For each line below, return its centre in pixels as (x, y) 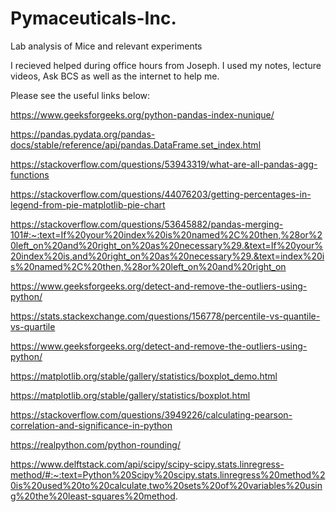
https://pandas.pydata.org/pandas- (83, 134)
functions (30, 174)
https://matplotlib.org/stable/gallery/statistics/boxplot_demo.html (144, 376)
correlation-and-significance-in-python (91, 425)
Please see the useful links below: (80, 95)
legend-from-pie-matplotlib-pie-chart (88, 204)
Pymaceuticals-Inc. (93, 18)
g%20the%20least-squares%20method (93, 496)
